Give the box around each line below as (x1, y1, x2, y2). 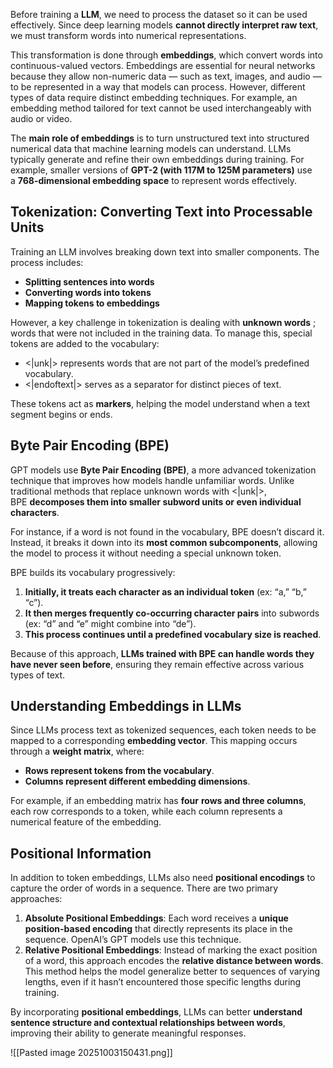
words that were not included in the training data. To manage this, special (10, 327, 313, 339)
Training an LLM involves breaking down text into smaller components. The (10, 245, 320, 258)
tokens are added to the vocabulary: (10, 337, 160, 349)
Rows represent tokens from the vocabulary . (24, 765, 215, 777)
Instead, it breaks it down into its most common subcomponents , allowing (10, 536, 318, 548)
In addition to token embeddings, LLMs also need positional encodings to (10, 872, 316, 884)
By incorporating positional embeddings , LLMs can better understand (10, 1006, 303, 1018)
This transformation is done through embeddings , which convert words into (10, 49, 323, 61)
